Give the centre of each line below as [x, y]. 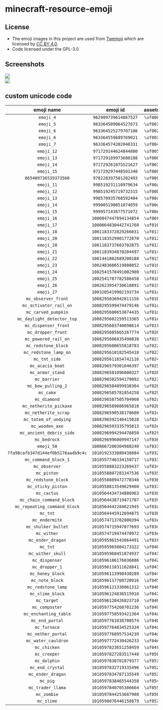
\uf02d [151, 419]
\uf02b [151, 406]
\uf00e [151, 211]
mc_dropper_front [47, 332]
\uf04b [151, 621]
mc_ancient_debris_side [47, 433]
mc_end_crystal [47, 667]
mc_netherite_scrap [47, 413]
